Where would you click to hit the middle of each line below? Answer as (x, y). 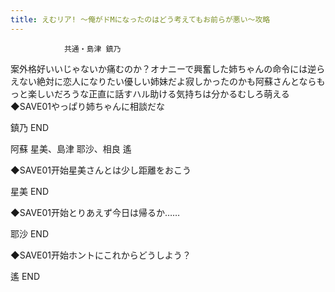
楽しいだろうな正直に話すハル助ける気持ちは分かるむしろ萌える (158, 93)
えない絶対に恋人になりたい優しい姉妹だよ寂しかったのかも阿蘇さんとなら (163, 81)
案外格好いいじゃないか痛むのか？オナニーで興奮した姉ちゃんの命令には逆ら (168, 68)
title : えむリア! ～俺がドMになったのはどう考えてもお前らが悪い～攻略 (140, 19)
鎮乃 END (30, 127)
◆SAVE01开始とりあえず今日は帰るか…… (95, 212)
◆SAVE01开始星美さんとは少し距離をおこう (101, 170)
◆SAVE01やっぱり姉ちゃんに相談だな (87, 106)
